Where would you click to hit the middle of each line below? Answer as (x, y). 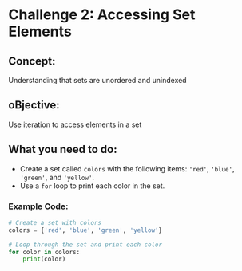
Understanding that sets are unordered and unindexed (97, 80)
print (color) (44, 259)
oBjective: (34, 105)
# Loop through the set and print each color (85, 245)
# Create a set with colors (55, 222)
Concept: (32, 61)
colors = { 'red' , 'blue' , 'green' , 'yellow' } (85, 230)
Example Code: (38, 206)
